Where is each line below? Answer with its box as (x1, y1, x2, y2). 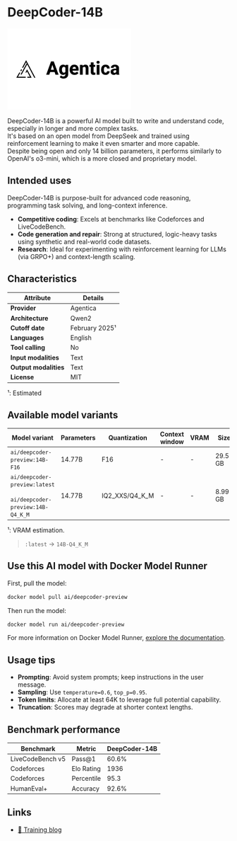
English (70, 333, 92, 342)
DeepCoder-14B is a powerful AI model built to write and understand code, (7, 116, 224, 125)
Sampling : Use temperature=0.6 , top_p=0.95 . (17, 688, 147, 697)
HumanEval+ (10, 784, 48, 793)
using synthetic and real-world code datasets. (17, 237, 152, 246)
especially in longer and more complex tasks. (7, 124, 139, 132)
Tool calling (10, 343, 46, 352)
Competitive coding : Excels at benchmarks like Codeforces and (17, 214, 205, 223)
